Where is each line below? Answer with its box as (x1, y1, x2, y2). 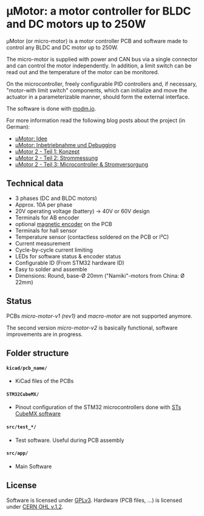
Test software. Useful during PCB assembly (15, 436, 124, 444)
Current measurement (15, 239, 71, 247)
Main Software (15, 463, 52, 470)
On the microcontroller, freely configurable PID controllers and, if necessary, (6, 80, 197, 88)
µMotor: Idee (15, 135, 47, 142)
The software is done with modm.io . (6, 105, 97, 112)
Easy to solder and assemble (15, 266, 87, 273)
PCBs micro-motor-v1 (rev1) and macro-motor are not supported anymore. (6, 312, 192, 320)
